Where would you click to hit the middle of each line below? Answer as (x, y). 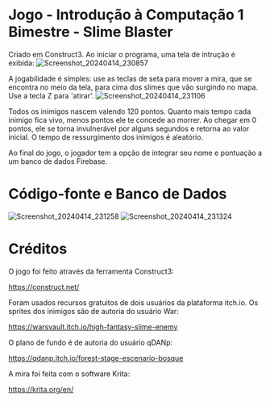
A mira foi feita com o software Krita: (69, 374)
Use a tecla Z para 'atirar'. (51, 95)
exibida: (21, 63)
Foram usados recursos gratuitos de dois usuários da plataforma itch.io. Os (133, 302)
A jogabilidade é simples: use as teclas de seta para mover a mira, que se (130, 78)
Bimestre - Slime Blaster (91, 32)
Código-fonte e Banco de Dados (118, 194)
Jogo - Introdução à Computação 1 (126, 15)
